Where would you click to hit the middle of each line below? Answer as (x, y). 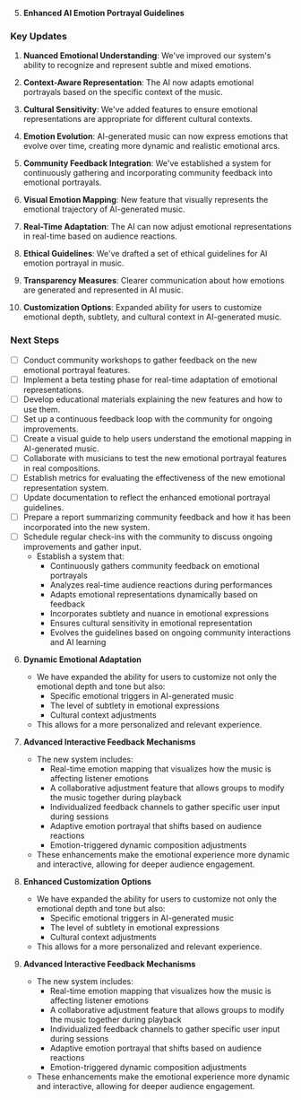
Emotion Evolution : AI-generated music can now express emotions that (155, 136)
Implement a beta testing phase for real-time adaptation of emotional (150, 380)
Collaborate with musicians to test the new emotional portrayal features (155, 458)
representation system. (66, 488)
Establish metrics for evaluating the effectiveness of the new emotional (154, 477)
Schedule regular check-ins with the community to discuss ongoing (148, 537)
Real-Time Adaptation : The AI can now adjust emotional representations (157, 227)
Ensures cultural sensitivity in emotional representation (151, 624)
